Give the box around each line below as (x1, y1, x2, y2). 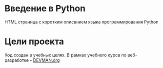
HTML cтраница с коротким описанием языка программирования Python (4, 19, 159, 25)
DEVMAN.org (33, 57, 60, 63)
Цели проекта (4, 36, 64, 47)
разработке (4, 57, 29, 63)
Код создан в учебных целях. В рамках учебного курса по (4, 52, 127, 58)
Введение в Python (4, 3, 86, 14)
